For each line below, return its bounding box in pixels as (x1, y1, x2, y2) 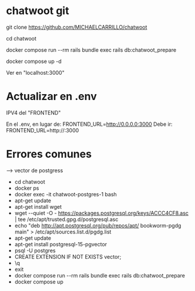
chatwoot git (6, 4, 69, 18)
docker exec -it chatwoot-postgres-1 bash (14, 190, 117, 198)
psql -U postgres (14, 247, 56, 254)
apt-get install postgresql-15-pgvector (14, 240, 107, 247)
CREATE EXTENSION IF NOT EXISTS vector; (14, 253, 122, 260)
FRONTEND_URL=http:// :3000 (6, 126, 79, 133)
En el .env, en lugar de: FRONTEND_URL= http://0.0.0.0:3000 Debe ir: (6, 121, 173, 128)
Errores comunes (6, 148, 92, 161)
